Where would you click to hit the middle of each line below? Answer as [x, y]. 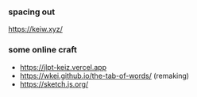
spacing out [32, 12]
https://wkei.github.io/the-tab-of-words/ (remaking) [104, 76]
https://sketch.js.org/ [54, 84]
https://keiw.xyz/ [36, 29]
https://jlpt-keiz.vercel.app [63, 67]
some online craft [43, 50]
